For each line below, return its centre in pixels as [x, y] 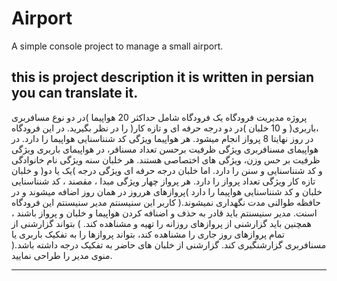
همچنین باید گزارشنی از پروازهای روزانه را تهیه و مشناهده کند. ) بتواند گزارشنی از [161, 223]
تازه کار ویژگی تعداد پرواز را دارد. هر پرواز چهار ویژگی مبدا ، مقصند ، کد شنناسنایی [163, 181]
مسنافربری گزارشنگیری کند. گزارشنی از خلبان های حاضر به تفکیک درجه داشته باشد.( [169, 244]
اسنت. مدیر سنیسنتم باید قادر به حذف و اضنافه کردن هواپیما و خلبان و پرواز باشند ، [164, 213]
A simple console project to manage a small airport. [117, 46]
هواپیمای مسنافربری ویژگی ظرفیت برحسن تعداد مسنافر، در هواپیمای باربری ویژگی [165, 149]
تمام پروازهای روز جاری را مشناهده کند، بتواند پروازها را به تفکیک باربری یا [148, 234]
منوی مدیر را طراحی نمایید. [62, 255]
